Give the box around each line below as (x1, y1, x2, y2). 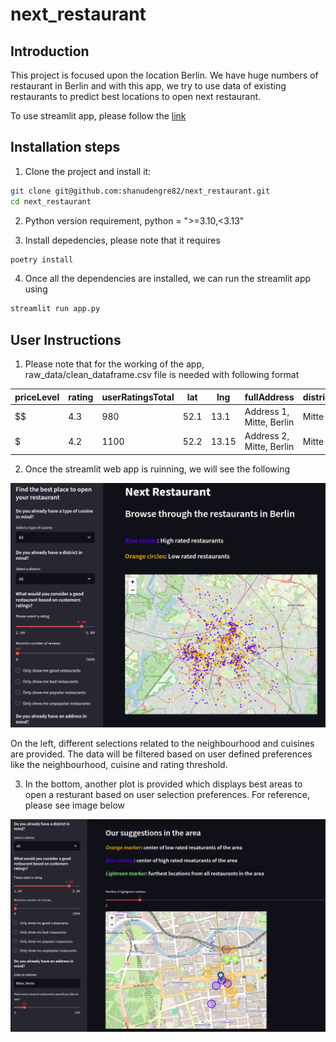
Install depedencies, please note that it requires (24, 234, 221, 246)
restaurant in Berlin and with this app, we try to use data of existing (10, 80, 287, 92)
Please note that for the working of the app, (24, 358, 205, 370)
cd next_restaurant (10, 196, 92, 207)
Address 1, (244, 405, 290, 417)
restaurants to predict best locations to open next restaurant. (10, 91, 262, 102)
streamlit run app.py (10, 304, 101, 314)
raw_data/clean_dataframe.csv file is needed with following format (24, 369, 300, 381)
